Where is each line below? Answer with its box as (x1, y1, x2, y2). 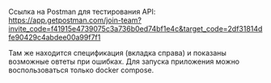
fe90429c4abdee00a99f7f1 (8, 32, 101, 42)
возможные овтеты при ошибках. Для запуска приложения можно (8, 56, 240, 66)
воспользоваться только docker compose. (8, 65, 155, 75)
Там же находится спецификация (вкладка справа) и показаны (8, 48, 227, 57)
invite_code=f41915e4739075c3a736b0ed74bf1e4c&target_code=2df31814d (8, 24, 263, 33)
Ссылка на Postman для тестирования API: (8, 7, 156, 16)
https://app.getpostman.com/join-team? (8, 15, 142, 25)
